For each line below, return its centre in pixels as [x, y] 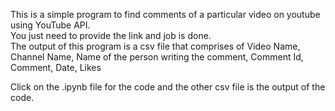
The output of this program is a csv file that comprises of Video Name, [155, 46]
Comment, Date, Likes [56, 67]
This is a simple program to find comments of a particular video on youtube [165, 14]
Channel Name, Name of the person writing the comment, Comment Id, [157, 57]
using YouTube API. [50, 25]
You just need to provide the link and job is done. [111, 35]
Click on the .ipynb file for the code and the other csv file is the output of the [168, 87]
